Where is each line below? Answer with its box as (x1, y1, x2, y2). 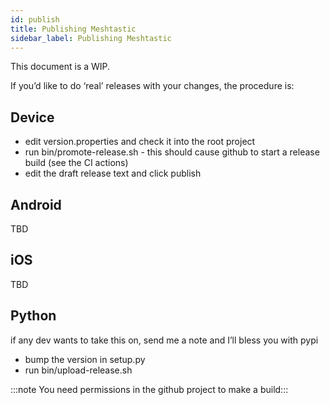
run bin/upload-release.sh (24, 364, 133, 376)
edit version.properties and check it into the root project (24, 136, 256, 148)
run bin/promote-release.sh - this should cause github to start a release (24, 146, 320, 158)
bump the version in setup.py (24, 353, 146, 365)
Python (10, 307, 57, 325)
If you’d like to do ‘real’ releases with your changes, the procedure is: (10, 80, 295, 92)
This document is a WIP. (10, 61, 111, 73)
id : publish (10, 14, 60, 25)
